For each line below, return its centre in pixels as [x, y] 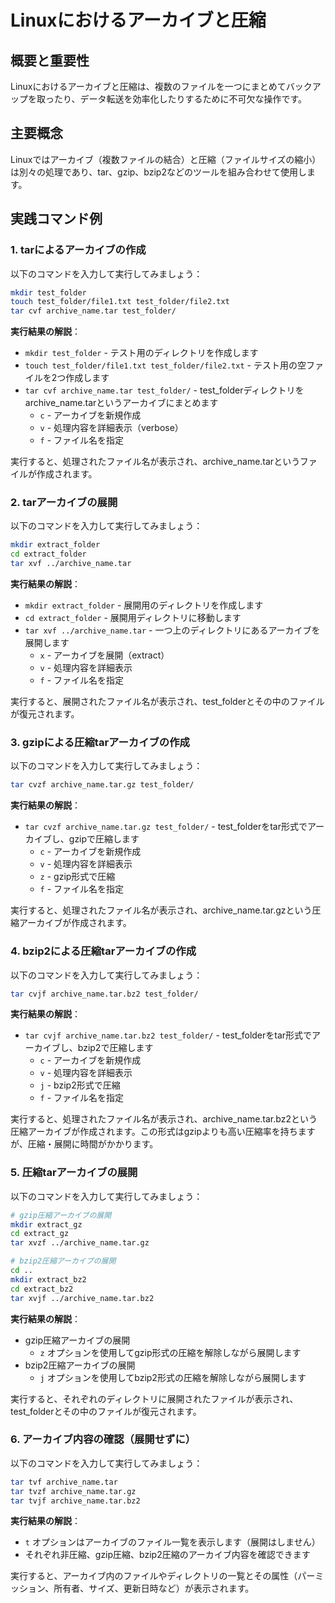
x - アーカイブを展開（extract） [104, 655]
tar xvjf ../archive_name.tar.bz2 [82, 1298]
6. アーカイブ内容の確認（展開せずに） [103, 1439]
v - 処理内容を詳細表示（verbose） [111, 428]
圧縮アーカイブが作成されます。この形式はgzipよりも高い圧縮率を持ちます [163, 1132]
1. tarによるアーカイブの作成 [78, 250]
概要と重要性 [50, 60]
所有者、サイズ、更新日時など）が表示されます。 [154, 1588]
